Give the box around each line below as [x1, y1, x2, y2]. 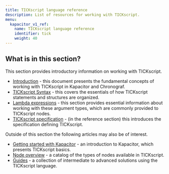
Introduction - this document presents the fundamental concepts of [12, 78, 154, 84]
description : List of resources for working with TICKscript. [5, 12, 140, 17]
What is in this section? [5, 54, 81, 64]
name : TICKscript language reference [14, 26, 95, 32]
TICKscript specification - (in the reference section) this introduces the [12, 115, 161, 122]
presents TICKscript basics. [12, 146, 71, 153]
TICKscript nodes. [12, 110, 51, 117]
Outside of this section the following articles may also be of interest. [5, 131, 148, 137]
